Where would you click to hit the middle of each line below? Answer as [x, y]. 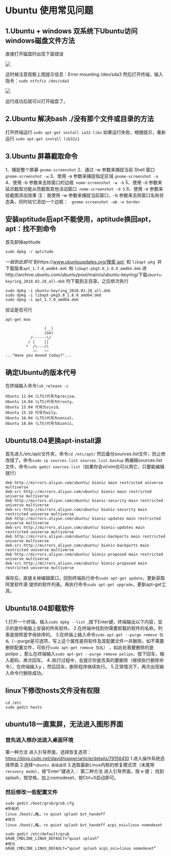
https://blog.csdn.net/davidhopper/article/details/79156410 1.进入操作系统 [83, 759]
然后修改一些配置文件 [31, 793]
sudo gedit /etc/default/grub [38, 834]
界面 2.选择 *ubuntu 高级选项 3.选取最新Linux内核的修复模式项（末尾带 [82, 765]
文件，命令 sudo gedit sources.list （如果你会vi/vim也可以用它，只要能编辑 [85, 467]
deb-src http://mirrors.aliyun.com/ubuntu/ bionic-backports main [77, 546]
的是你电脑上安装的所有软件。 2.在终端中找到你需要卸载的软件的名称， [84, 628]
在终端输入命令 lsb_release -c [37, 386]
